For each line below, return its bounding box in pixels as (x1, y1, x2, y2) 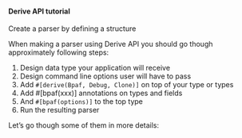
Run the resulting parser (19, 105, 100, 115)
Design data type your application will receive (19, 63, 170, 73)
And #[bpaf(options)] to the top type (19, 97, 144, 106)
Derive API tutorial (8, 6, 70, 16)
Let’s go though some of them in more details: (8, 121, 160, 130)
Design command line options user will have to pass (19, 71, 192, 81)
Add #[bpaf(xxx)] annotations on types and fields (19, 88, 183, 98)
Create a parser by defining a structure (8, 24, 137, 33)
